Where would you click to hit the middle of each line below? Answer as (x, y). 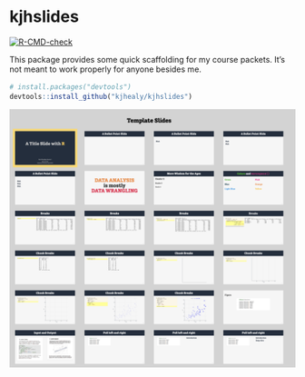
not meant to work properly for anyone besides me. (106, 69)
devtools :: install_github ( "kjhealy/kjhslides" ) (101, 96)
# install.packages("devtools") (70, 87)
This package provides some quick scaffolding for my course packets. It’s (148, 59)
